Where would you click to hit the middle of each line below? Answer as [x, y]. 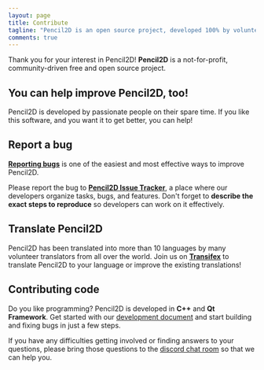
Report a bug [40, 145]
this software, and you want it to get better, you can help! [101, 120]
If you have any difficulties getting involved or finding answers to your [121, 340]
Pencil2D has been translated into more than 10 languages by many [117, 248]
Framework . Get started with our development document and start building [130, 316]
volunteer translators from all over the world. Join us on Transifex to [119, 256]
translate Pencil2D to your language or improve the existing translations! [125, 265]
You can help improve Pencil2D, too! [98, 92]
